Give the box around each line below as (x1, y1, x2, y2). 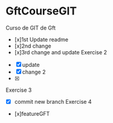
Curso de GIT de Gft (5, 24, 56, 31)
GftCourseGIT (5, 4, 77, 18)
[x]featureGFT (14, 110, 50, 117)
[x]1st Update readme (14, 36, 69, 43)
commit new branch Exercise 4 (14, 98, 92, 105)
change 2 (22, 68, 46, 75)
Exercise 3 (5, 86, 32, 93)
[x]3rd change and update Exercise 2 (14, 48, 107, 55)
